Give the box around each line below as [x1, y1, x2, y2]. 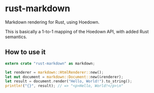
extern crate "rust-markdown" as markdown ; [5, 61, 95, 66]
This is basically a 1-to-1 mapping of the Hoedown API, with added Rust [5, 28, 149, 34]
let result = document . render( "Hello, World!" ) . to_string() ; [5, 79, 132, 84]
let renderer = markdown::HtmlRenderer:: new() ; [5, 70, 104, 75]
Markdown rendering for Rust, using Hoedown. [5, 19, 100, 25]
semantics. [5, 34, 27, 40]
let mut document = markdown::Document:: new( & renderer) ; [5, 74, 124, 79]
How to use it [5, 48, 46, 56]
